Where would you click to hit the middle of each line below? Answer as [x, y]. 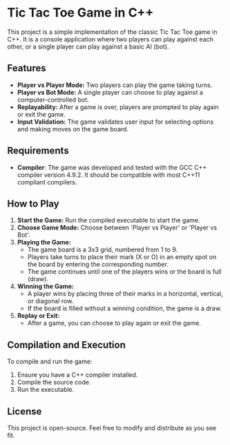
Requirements [38, 151]
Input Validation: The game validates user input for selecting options [115, 122]
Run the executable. [46, 390]
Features [27, 68]
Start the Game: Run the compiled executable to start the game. [108, 220]
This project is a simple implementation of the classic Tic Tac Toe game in [112, 32]
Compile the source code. [54, 382]
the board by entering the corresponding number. [98, 265]
